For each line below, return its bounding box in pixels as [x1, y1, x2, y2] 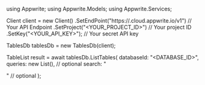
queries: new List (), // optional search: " [6, 61, 106, 67]
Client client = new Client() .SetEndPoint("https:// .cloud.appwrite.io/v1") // [6, 17, 192, 24]
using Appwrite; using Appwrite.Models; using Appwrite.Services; [6, 6, 173, 12]
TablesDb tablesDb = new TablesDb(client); [6, 42, 116, 49]
